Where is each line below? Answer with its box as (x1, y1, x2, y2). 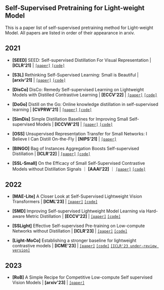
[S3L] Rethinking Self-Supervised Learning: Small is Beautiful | (12, 72, 139, 78)
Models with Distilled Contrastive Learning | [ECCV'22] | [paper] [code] (12, 92, 158, 98)
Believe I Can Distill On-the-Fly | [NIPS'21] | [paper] (12, 136, 117, 142)
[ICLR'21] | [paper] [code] (12, 62, 65, 68)
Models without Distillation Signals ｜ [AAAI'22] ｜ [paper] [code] (12, 166, 146, 172)
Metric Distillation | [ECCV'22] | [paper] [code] (26, 213, 121, 219)
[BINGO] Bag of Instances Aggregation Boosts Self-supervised (12, 145, 140, 151)
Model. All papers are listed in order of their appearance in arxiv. (5, 29, 135, 36)
